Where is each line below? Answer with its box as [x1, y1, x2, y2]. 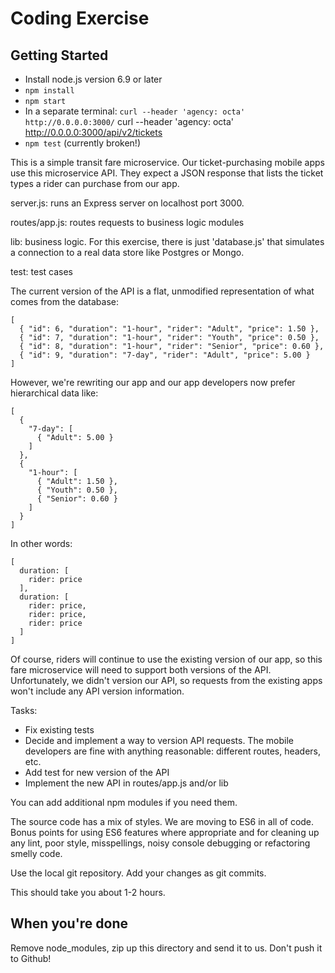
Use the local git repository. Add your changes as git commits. [10, 867, 267, 879]
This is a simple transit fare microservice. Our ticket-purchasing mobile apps [10, 157, 325, 168]
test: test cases [10, 266, 73, 277]
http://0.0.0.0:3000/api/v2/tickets [24, 127, 163, 138]
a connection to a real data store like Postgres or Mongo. [10, 247, 245, 258]
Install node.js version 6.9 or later [24, 73, 163, 85]
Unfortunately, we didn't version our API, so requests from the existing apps [10, 675, 323, 686]
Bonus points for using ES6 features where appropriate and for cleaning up [10, 827, 320, 838]
